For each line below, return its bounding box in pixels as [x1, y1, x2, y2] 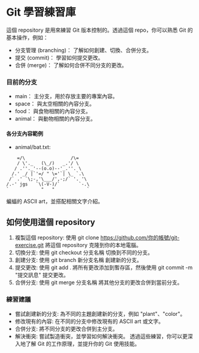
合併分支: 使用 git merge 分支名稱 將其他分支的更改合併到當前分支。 [14, 279, 183, 286]
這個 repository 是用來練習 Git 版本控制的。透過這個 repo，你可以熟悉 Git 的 [6, 26, 193, 34]
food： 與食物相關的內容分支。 [14, 108, 91, 115]
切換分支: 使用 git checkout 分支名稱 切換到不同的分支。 [14, 249, 153, 256]
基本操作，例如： [6, 34, 49, 41]
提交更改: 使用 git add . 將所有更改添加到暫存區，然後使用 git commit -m [14, 264, 193, 271]
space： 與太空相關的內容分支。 [14, 100, 95, 108]
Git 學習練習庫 [6, 5, 76, 19]
